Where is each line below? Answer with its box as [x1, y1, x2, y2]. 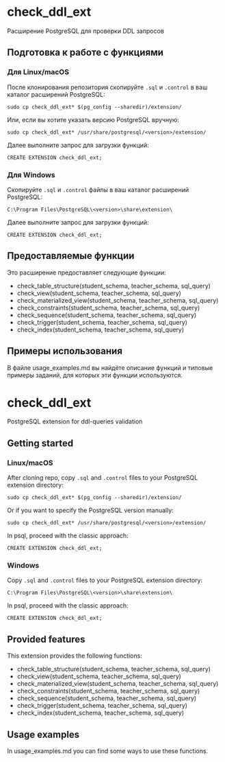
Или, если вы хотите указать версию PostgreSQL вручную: [7, 115, 180, 124]
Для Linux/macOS [7, 67, 70, 77]
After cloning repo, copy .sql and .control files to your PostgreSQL [7, 474, 198, 482]
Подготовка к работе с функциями [7, 47, 164, 58]
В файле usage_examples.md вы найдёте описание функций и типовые [7, 363, 213, 371]
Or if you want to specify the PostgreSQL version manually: [7, 506, 174, 515]
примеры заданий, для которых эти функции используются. [7, 371, 183, 379]
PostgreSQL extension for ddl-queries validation [7, 417, 143, 426]
